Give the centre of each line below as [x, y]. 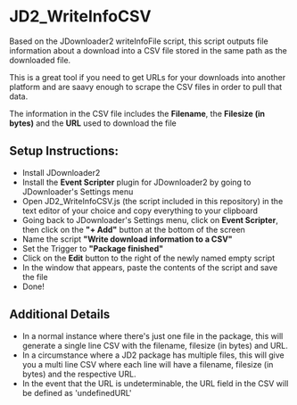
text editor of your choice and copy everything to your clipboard [140, 211]
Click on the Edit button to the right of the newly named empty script [148, 258]
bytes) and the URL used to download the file [93, 123]
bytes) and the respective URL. [79, 374]
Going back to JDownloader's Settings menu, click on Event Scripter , [150, 219]
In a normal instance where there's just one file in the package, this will [153, 335]
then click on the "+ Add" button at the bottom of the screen [133, 229]
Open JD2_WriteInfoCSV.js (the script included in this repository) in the [153, 201]
